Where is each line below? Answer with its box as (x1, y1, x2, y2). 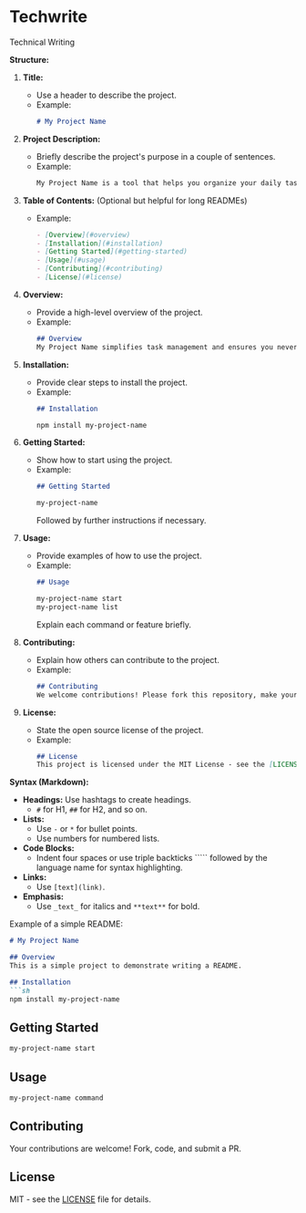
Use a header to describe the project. (36, 89, 178, 100)
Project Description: (22, 133, 101, 144)
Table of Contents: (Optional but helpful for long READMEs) (22, 194, 248, 206)
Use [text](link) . (36, 882, 106, 893)
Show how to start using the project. (36, 454, 173, 466)
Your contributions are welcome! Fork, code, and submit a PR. (9, 1143, 241, 1154)
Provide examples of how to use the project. (36, 550, 202, 562)
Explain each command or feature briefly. (36, 618, 192, 630)
